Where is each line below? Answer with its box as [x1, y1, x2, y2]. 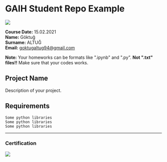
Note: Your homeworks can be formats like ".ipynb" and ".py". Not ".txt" [5, 54, 153, 60]
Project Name [5, 74, 48, 83]
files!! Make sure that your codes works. [5, 59, 88, 65]
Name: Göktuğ [5, 34, 36, 40]
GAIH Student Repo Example [5, 3, 125, 14]
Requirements [5, 102, 50, 110]
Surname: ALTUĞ [5, 39, 42, 45]
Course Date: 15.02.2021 [5, 28, 56, 35]
